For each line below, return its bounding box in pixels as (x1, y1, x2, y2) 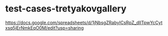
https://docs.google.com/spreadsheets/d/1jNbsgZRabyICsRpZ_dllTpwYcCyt (5, 19, 163, 25)
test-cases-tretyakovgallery (5, 3, 127, 14)
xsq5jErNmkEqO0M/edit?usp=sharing (5, 24, 84, 30)
